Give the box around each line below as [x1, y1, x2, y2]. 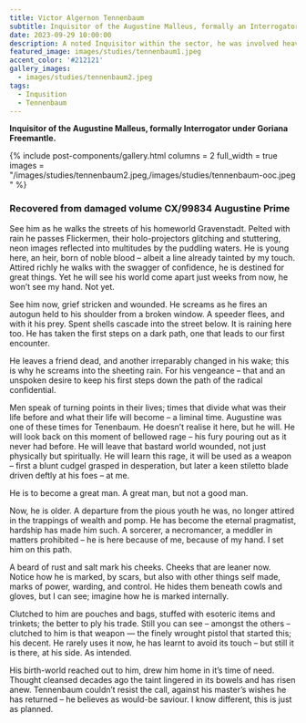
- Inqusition [17, 89, 67, 98]
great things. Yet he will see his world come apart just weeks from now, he [9, 271, 289, 283]
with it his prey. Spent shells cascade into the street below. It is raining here [9, 318, 292, 329]
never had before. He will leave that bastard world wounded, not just [9, 440, 267, 451]
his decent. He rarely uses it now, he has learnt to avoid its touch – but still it [9, 637, 294, 648]
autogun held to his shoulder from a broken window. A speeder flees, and [9, 308, 285, 319]
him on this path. [9, 543, 73, 554]
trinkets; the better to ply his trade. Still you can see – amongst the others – [9, 617, 291, 629]
